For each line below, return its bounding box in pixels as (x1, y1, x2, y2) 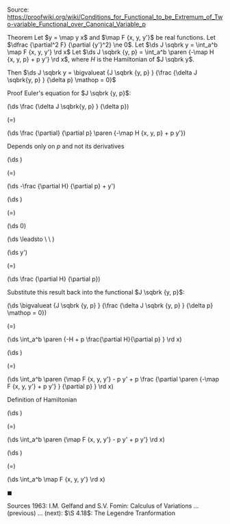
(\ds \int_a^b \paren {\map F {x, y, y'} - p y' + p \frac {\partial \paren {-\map (7, 375, 220, 384)
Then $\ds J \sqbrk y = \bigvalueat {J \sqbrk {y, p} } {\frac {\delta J (7, 68, 197, 77)
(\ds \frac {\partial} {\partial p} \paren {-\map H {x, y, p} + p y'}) (7, 129, 186, 137)
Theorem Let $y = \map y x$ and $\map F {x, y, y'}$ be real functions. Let (7, 34, 216, 42)
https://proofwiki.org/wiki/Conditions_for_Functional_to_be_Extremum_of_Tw (7, 13, 223, 21)
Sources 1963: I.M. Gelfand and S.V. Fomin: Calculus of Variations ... (7, 502, 199, 510)
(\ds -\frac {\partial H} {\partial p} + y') (7, 182, 116, 190)
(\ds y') (7, 249, 28, 257)
